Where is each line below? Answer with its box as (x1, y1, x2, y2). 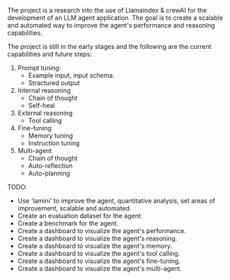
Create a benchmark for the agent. (17, 219, 119, 228)
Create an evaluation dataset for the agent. (17, 212, 143, 220)
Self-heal (28, 101, 55, 109)
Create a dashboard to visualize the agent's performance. (17, 227, 186, 235)
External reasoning (17, 109, 73, 117)
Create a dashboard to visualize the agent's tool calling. (17, 250, 180, 257)
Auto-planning (28, 169, 71, 177)
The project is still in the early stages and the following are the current (7, 43, 212, 50)
